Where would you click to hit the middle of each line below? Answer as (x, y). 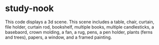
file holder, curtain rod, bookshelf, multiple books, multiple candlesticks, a (80, 27)
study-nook (29, 8)
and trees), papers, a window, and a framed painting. (58, 37)
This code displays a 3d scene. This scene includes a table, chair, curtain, (80, 22)
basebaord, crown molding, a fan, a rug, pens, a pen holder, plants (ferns (79, 32)
